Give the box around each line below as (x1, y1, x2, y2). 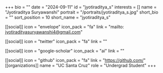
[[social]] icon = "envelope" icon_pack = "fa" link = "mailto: (5, 24, 124, 30)
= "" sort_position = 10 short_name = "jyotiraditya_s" (5, 15, 111, 20)
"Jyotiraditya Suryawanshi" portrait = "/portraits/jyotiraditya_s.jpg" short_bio (5, 9, 159, 15)
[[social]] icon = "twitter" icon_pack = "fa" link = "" (5, 38, 107, 44)
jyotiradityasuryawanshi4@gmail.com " (5, 29, 83, 35)
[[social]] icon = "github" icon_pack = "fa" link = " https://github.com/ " (5, 57, 146, 63)
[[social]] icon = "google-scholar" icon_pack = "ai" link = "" (5, 48, 124, 54)
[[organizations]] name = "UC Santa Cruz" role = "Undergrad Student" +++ (5, 63, 156, 68)
